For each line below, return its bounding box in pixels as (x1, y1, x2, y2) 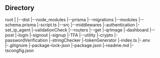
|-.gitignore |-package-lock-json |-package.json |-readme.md (5, 42, 129, 48)
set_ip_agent (5, 27, 31, 33)
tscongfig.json (5, 47, 34, 53)
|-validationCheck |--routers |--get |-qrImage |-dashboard (31, 27, 149, 33)
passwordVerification (5, 37, 48, 43)
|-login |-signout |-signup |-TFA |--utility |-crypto (15, 32, 114, 38)
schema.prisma (5, 22, 36, 28)
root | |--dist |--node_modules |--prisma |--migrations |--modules (5, 16, 138, 22)
